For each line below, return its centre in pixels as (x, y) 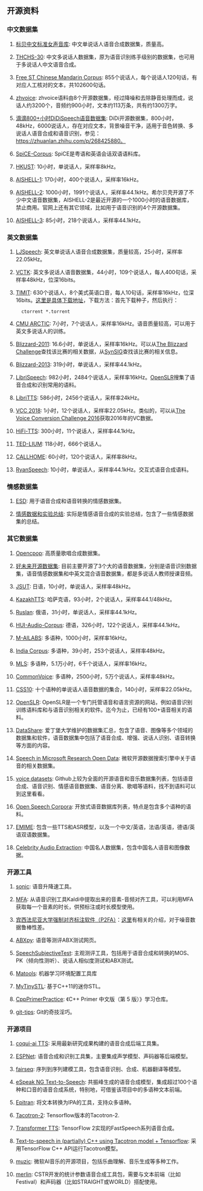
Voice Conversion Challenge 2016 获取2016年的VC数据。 (86, 418)
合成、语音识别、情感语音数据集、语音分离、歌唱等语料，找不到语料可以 (105, 786)
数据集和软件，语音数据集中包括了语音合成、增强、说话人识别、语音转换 (105, 738)
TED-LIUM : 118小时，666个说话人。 (60, 444)
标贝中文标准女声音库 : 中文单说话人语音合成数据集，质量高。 (91, 44)
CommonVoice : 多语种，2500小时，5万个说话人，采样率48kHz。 (97, 676)
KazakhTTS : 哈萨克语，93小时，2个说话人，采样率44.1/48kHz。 (95, 599)
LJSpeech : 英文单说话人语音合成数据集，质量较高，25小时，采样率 (99, 251)
